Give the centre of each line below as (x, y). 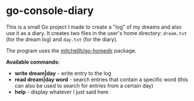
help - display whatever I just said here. (62, 92)
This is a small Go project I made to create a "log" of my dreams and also (94, 27)
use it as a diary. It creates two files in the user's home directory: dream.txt (96, 33)
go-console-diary (50, 11)
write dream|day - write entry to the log (63, 73)
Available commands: (33, 62)
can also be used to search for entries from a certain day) (84, 85)
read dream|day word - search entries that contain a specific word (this (101, 79)
